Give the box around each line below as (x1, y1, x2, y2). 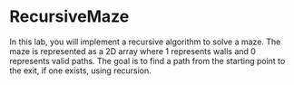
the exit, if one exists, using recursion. (9, 65, 152, 76)
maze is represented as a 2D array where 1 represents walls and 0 (9, 45, 257, 56)
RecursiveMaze (9, 6, 130, 27)
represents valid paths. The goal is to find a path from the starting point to (9, 55, 286, 66)
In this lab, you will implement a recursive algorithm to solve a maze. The (9, 36, 281, 47)
